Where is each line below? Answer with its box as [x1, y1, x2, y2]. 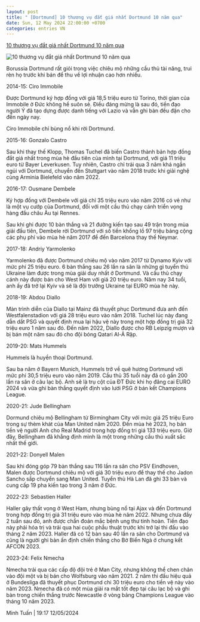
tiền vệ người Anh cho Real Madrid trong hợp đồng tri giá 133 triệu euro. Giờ [6, 427, 192, 434]
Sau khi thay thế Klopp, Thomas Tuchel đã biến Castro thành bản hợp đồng [6, 148, 191, 155]
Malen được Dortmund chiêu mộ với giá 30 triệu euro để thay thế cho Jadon [6, 469, 193, 476]
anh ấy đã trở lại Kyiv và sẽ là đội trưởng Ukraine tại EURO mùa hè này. [6, 282, 180, 290]
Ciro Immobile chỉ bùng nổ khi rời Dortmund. [6, 125, 115, 132]
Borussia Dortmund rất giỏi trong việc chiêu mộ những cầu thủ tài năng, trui [6, 65, 192, 72]
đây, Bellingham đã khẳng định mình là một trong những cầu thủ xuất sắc [6, 433, 186, 440]
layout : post [6, 8, 39, 15]
